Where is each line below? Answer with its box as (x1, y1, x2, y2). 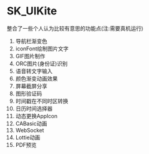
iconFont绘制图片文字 (15, 45, 69, 52)
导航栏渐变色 (15, 37, 47, 44)
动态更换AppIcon (15, 112, 58, 119)
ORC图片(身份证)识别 (15, 60, 68, 67)
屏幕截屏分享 (15, 82, 47, 89)
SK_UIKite (7, 4, 57, 18)
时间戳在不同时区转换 (15, 97, 68, 104)
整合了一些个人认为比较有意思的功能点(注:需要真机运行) (7, 25, 144, 32)
